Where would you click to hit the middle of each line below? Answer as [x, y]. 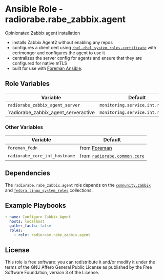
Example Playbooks [36, 205]
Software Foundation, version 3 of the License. [52, 272]
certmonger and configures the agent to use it [59, 53]
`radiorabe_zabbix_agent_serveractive [51, 112]
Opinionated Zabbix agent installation [42, 33]
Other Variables [24, 127]
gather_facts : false [30, 226]
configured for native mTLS [40, 63]
